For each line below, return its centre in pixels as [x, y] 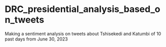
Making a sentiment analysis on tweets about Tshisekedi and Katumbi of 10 [83, 33]
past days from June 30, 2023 [36, 39]
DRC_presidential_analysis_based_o [82, 9]
